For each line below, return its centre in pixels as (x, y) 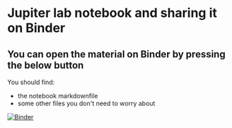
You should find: (31, 82)
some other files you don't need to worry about (86, 103)
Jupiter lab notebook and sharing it (112, 13)
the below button (46, 65)
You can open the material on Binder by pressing (116, 54)
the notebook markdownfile (58, 96)
